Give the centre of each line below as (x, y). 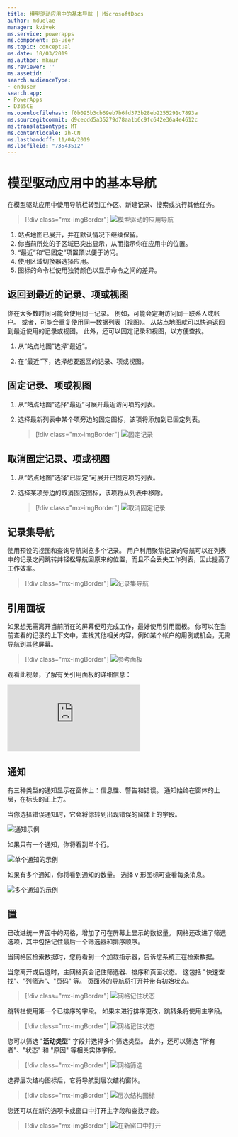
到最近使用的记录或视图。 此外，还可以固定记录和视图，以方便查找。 (107, 330)
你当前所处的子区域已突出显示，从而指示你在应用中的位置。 (104, 244)
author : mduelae (31, 21)
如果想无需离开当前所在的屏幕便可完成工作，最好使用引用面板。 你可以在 (114, 627)
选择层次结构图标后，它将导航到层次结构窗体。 (75, 1080)
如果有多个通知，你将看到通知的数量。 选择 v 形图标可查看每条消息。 (108, 874)
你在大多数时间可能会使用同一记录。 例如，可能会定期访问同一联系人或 (110, 313)
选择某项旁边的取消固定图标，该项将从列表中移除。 (92, 492)
